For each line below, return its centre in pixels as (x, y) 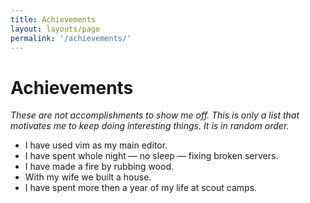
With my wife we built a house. (88, 177)
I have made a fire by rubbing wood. (99, 167)
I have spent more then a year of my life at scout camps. (141, 188)
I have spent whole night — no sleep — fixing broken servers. (151, 156)
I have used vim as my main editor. (96, 145)
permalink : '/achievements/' (71, 38)
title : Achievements (53, 19)
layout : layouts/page (55, 29)
